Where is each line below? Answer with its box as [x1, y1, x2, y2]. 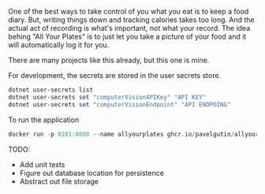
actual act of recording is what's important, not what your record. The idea [8, 24, 251, 32]
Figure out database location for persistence [19, 168, 164, 177]
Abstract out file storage [19, 177, 99, 186]
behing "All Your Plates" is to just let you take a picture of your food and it [8, 32, 247, 41]
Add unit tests [19, 159, 65, 169]
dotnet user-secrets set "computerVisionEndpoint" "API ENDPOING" [8, 100, 231, 109]
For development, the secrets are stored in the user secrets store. [8, 71, 222, 80]
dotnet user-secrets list [8, 86, 93, 94]
